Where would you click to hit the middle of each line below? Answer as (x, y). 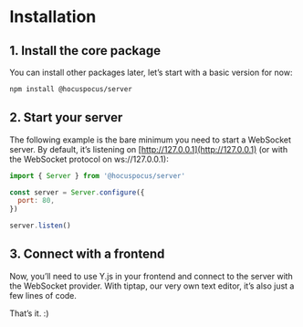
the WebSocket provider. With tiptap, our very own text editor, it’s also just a (152, 286)
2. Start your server (66, 117)
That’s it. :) (29, 313)
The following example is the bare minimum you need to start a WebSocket (151, 140)
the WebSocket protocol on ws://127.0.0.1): (89, 159)
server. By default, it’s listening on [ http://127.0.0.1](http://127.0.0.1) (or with (149, 149)
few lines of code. (43, 295)
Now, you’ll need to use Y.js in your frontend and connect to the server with (151, 276)
